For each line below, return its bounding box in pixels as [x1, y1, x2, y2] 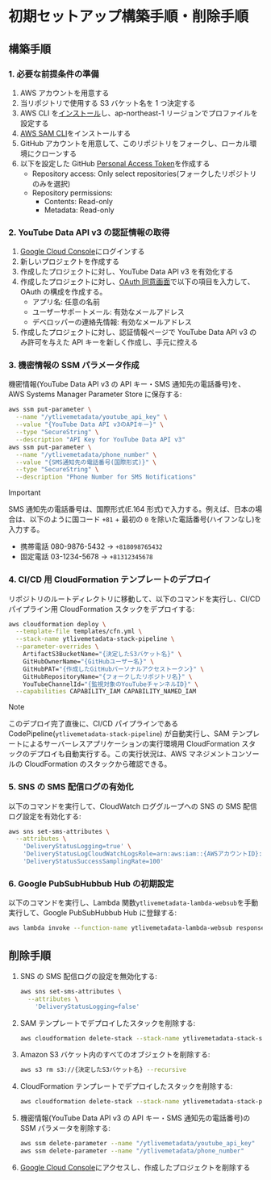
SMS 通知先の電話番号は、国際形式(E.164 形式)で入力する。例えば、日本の [8, 504, 256, 514]
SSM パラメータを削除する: [19, 1124, 110, 1133]
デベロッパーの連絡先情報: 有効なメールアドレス [31, 317, 192, 327]
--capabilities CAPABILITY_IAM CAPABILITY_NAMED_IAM [15, 688, 197, 696]
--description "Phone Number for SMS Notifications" [15, 473, 197, 481]
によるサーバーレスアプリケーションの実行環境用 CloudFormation [22, 739, 240, 749]
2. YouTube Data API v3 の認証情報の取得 [8, 227, 170, 238]
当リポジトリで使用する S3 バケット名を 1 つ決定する [19, 98, 196, 107]
